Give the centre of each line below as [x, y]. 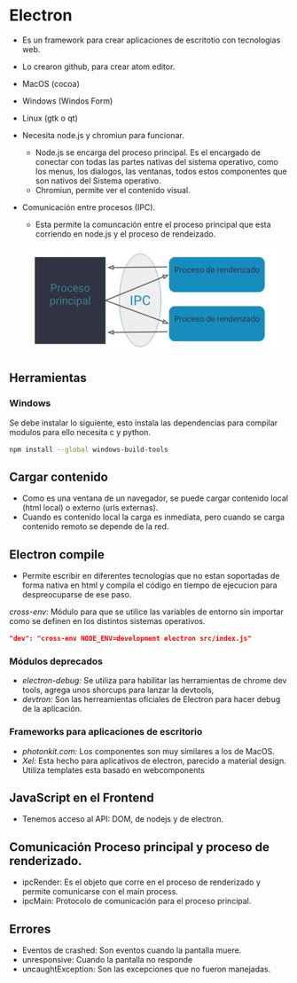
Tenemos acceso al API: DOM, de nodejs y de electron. [123, 819]
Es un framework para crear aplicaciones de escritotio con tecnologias [151, 40]
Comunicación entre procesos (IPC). [89, 207]
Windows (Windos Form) [67, 101]
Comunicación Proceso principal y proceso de [140, 847]
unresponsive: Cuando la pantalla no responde [107, 960]
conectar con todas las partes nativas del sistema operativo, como [157, 161]
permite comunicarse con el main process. [100, 892]
